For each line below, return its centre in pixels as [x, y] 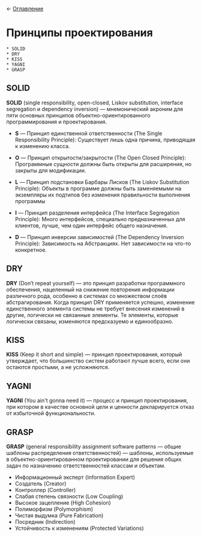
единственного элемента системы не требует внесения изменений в [95, 309]
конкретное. [31, 250]
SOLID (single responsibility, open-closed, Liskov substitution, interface [95, 102]
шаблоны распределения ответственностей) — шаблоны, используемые [100, 453]
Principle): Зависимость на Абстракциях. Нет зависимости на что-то [103, 243]
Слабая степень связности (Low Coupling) [69, 496]
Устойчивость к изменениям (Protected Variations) [79, 528]
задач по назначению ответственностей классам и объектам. [86, 466]
